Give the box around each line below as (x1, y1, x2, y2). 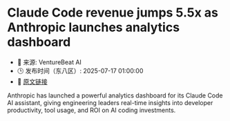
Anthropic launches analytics (7, 19, 180, 35)
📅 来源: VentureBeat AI (17, 57, 82, 66)
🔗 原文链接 (17, 77, 48, 86)
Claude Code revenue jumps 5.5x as (7, 5, 219, 21)
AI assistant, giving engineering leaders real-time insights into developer (7, 98, 213, 106)
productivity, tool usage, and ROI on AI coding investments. (7, 106, 176, 114)
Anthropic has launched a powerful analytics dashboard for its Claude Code (7, 91, 223, 100)
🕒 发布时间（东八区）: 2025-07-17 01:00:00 (17, 66, 144, 75)
